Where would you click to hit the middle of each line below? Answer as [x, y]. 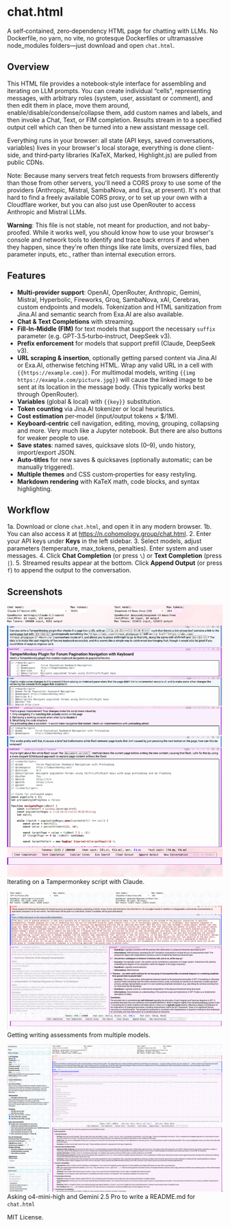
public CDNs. [26, 162]
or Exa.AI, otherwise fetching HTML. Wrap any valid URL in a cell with [115, 365]
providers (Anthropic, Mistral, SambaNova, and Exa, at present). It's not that [114, 190]
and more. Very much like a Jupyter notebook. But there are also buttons [119, 430]
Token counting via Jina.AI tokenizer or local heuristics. [96, 409]
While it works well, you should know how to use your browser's [123, 232]
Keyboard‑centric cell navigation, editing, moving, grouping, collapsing [118, 423]
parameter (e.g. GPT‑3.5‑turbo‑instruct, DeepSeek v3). [94, 336]
